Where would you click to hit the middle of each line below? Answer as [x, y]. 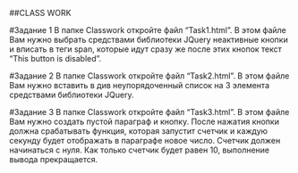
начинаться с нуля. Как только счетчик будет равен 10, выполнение [140, 150]
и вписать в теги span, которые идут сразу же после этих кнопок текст [145, 49]
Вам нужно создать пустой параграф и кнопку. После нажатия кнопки [145, 121]
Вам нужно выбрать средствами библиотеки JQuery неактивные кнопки [149, 40]
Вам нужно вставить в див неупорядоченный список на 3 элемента [140, 85]
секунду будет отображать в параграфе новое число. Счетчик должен [145, 140]
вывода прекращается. [54, 159]
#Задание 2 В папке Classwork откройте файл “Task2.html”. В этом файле [149, 76]
